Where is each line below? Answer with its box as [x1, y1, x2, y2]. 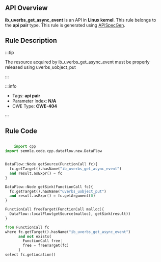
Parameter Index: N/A [12, 98, 56, 104]
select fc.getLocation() [5, 252, 56, 257]
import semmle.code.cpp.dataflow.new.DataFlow [5, 149, 102, 154]
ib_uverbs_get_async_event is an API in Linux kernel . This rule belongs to [5, 17, 156, 23]
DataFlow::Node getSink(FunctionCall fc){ [5, 184, 93, 189]
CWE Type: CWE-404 [12, 103, 57, 109]
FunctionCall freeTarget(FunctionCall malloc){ [5, 207, 105, 212]
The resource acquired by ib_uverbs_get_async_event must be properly [5, 59, 150, 65]
